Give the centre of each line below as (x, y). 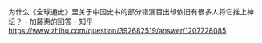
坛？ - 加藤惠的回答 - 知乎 (51, 21)
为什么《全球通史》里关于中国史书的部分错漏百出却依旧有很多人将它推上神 (131, 12)
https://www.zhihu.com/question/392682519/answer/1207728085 (117, 31)
